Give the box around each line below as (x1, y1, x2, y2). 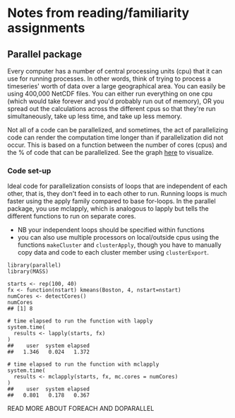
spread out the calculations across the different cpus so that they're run (7, 105, 217, 112)
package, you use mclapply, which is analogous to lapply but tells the (7, 204, 210, 213)
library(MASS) (7, 268, 49, 275)
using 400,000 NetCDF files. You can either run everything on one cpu (7, 90, 213, 98)
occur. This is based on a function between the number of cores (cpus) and (7, 141, 227, 149)
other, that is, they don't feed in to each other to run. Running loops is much (7, 190, 227, 198)
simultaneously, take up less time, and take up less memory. (7, 112, 182, 120)
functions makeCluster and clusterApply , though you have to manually (17, 240, 222, 249)
